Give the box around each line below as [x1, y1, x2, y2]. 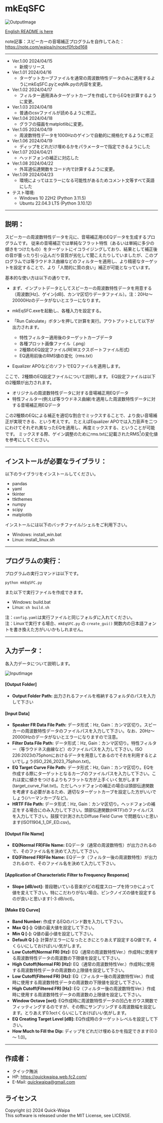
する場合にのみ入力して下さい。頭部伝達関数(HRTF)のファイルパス [20, 807, 154, 813]
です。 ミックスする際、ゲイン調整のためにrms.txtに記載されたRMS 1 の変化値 [5, 430, 158, 437]
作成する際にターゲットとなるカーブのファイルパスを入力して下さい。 [12, 771, 152, 777]
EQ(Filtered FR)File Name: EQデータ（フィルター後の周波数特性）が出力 [12, 855, 158, 860]
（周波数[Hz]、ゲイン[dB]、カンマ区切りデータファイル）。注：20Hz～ [12, 291, 153, 297]
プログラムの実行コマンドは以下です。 [5, 571, 81, 576]
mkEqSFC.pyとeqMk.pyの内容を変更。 [28, 81, 105, 87]
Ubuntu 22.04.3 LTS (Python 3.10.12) [19, 200, 92, 206]
